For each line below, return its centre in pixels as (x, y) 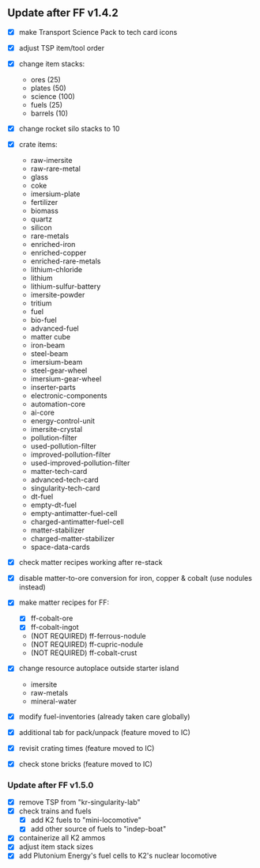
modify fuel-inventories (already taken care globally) (104, 716)
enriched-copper (58, 253)
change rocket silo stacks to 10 (69, 129)
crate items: (38, 145)
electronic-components (69, 396)
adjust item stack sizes (56, 847)
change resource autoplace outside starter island (99, 669)
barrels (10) (49, 113)
